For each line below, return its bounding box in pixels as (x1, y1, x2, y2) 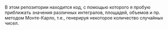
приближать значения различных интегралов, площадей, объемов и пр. (5, 9, 160, 15)
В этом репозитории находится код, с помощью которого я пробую (5, 4, 151, 10)
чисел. (5, 20, 19, 26)
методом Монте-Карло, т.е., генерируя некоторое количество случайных (5, 15, 163, 20)
